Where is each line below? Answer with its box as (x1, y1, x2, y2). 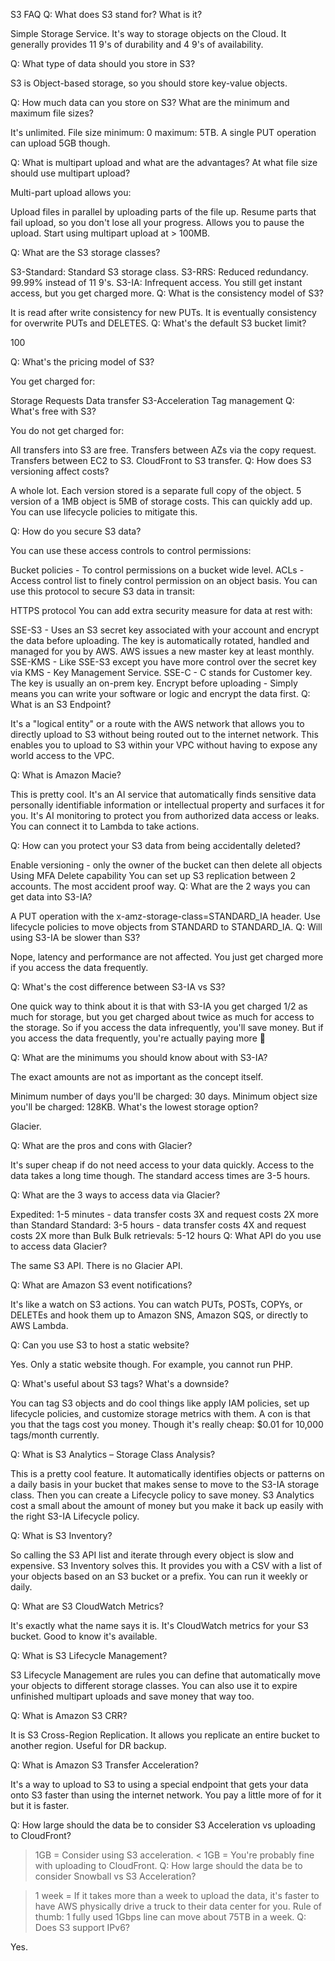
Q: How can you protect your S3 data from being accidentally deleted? (10, 840, 301, 851)
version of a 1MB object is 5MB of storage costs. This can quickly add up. (10, 495, 313, 507)
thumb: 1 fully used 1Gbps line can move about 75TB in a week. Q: (34, 1911, 307, 1923)
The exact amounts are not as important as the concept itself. (10, 1071, 264, 1083)
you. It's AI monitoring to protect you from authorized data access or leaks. (10, 810, 320, 821)
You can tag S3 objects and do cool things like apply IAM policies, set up (10, 1397, 310, 1409)
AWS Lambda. (10, 1320, 69, 1331)
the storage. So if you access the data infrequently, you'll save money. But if (10, 1022, 324, 1033)
